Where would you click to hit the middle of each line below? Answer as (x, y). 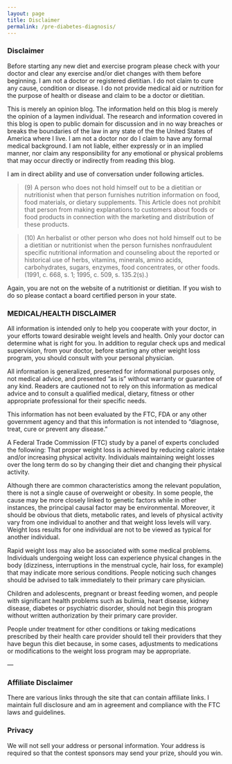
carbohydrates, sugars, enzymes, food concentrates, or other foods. (122, 267)
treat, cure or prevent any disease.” (57, 429)
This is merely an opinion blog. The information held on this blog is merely (113, 109)
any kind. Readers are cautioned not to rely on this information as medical (113, 386)
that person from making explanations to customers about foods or (120, 210)
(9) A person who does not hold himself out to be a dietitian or (113, 187)
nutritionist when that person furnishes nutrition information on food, (122, 194)
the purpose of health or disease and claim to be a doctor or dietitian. (106, 95)
